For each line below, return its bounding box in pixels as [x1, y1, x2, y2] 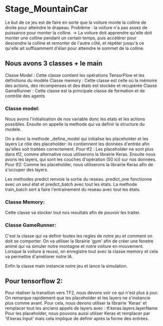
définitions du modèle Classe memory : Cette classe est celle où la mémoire [5, 77, 157, 83]
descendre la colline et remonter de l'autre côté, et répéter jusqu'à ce [5, 40, 145, 46]
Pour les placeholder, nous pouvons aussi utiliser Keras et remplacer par [5, 310, 150, 316]
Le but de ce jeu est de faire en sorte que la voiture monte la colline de [5, 19, 147, 25]
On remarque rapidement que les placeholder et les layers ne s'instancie [5, 295, 151, 301]
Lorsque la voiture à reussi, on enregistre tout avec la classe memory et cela [5, 248, 158, 254]
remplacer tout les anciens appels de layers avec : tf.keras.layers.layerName [5, 305, 158, 311]
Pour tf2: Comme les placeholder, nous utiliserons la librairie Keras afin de [5, 162, 153, 168]
